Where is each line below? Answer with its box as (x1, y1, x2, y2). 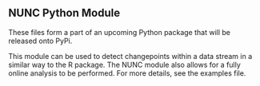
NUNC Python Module (8, 6, 121, 20)
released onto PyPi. (8, 36, 73, 45)
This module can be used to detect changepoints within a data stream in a (8, 51, 253, 61)
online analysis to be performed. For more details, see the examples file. (8, 68, 246, 78)
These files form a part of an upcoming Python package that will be (8, 27, 230, 37)
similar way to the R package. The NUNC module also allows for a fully (8, 60, 242, 69)
